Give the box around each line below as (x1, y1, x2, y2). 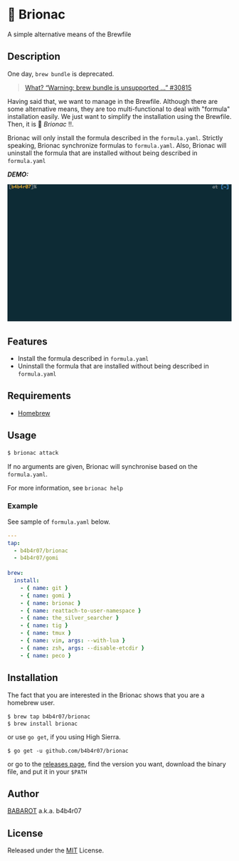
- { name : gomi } (20, 592, 72, 599)
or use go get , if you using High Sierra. (7, 732, 121, 741)
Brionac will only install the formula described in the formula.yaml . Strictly (7, 133, 223, 142)
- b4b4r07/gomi (14, 554, 59, 561)
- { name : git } (20, 584, 69, 591)
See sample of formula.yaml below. (7, 517, 110, 526)
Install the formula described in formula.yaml (17, 354, 149, 363)
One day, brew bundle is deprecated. (7, 69, 115, 78)
